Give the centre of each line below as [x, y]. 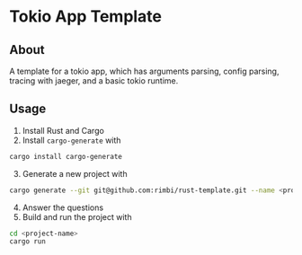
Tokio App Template [86, 17]
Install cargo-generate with [71, 140]
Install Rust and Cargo [63, 130]
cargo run [28, 242]
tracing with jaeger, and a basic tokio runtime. [94, 81]
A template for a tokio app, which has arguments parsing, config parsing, [144, 71]
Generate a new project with [75, 173]
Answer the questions [63, 207]
